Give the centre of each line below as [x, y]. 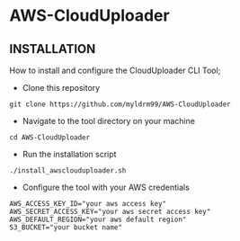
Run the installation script [69, 154]
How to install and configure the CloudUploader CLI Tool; [115, 70]
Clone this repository [61, 88]
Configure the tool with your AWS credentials [106, 187]
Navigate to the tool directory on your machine [109, 121]
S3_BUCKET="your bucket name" [66, 228]
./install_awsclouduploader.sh [68, 171]
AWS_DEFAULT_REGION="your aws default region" [98, 219]
